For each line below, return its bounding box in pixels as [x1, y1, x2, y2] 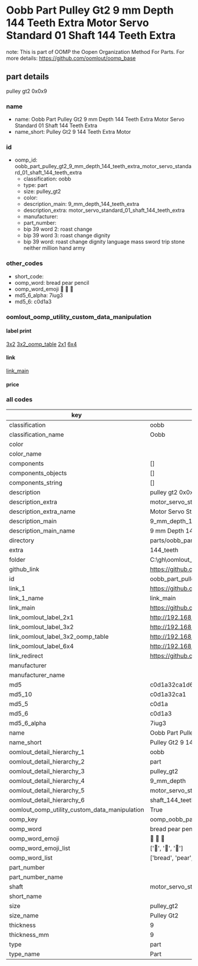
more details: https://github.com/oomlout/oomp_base [6, 54, 136, 62]
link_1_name [9, 594, 44, 602]
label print [6, 327, 32, 334]
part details [6, 72, 49, 82]
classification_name [9, 430, 64, 439]
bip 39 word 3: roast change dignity [23, 232, 111, 239]
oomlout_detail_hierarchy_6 [9, 796, 85, 804]
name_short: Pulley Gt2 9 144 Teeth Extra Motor [14, 128, 131, 136]
